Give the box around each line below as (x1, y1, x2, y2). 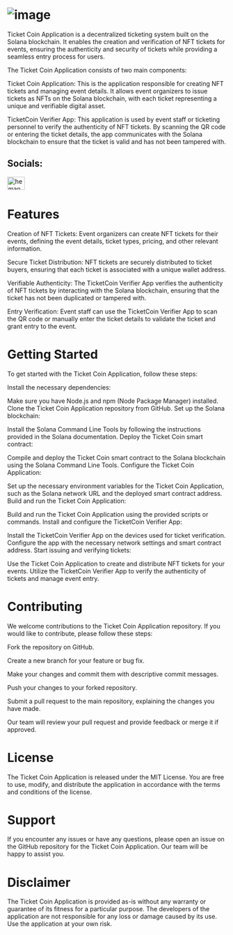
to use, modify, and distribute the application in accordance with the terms (7, 780, 220, 788)
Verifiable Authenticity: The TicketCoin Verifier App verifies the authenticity (7, 279, 223, 287)
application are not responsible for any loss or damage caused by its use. (7, 912, 218, 921)
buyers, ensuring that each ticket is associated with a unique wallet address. (7, 265, 226, 274)
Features (7, 206, 60, 222)
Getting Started (7, 346, 99, 362)
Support (7, 812, 56, 827)
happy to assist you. (7, 850, 65, 858)
